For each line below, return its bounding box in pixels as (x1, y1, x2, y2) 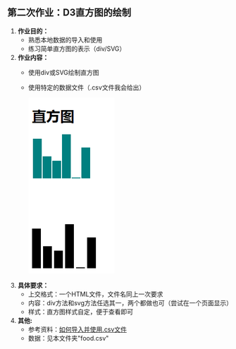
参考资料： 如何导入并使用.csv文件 (27, 325, 127, 333)
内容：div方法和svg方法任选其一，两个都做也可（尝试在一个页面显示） (27, 298, 232, 307)
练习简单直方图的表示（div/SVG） (27, 44, 126, 53)
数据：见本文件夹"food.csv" (27, 333, 109, 342)
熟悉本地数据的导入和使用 (27, 35, 103, 44)
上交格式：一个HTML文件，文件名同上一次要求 (27, 290, 163, 298)
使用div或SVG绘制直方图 (27, 68, 100, 76)
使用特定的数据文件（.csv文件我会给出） (27, 83, 146, 92)
